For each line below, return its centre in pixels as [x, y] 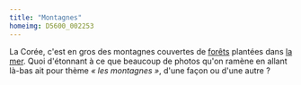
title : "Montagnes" [46, 17]
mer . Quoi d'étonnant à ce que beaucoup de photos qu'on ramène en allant [148, 61]
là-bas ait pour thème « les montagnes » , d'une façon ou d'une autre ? [140, 70]
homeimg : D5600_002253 [52, 26]
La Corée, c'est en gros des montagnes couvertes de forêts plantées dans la [151, 51]
